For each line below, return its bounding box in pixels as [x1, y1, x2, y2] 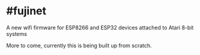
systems [6, 30, 27, 37]
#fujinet [6, 4, 47, 18]
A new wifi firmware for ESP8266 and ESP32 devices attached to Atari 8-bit [6, 24, 194, 31]
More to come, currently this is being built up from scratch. [6, 42, 152, 49]
